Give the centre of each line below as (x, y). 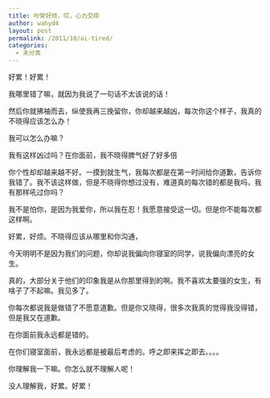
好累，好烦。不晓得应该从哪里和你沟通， (75, 236)
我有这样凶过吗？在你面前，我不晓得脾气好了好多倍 (93, 155)
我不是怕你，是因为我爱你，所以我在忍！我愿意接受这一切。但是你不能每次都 (135, 209)
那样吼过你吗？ (40, 192)
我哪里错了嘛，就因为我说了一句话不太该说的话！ (89, 94)
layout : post (30, 30)
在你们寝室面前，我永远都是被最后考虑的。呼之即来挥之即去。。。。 (116, 351)
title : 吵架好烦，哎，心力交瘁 (54, 16)
